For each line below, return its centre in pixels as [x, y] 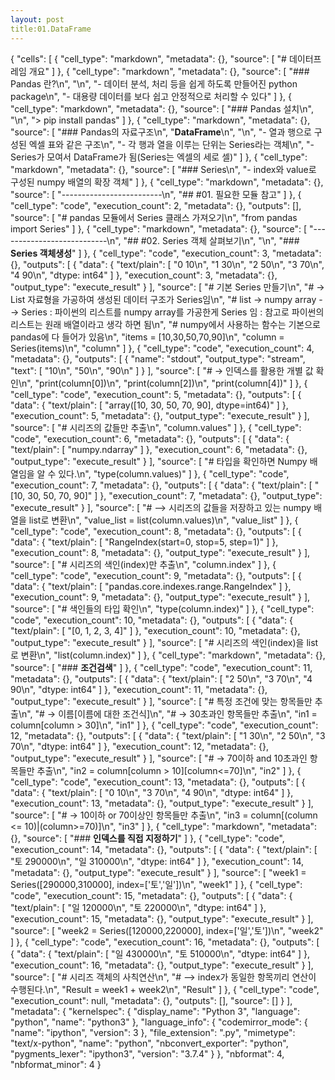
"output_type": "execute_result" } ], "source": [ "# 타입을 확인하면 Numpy [159, 461]
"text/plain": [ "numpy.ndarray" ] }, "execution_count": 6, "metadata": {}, [159, 449]
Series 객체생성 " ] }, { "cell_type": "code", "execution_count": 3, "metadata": [166, 253]
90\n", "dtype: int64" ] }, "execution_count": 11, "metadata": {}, [139, 689]
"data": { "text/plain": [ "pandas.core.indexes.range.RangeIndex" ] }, [151, 586]
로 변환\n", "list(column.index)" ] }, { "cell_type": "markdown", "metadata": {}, [168, 655]
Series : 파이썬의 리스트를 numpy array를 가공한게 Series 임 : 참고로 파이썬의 [173, 312]
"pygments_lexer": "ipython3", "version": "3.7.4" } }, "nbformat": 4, [147, 1053]
